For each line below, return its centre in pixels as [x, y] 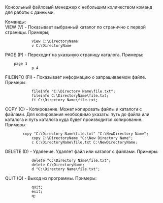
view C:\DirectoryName [55, 41]
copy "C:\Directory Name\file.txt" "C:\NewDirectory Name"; [86, 134]
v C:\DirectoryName [51, 46]
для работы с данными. [30, 12]
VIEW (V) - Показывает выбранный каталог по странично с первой [76, 27]
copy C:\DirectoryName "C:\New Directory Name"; [82, 138]
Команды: [16, 22]
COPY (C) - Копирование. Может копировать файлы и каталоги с [74, 109]
